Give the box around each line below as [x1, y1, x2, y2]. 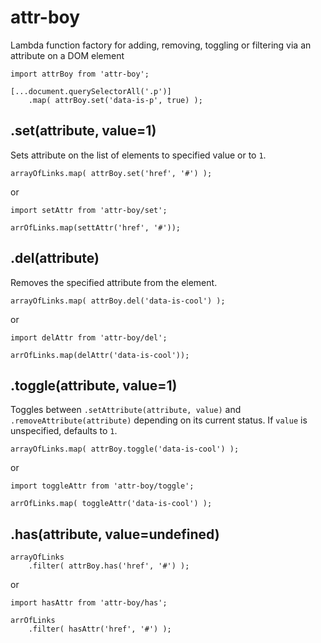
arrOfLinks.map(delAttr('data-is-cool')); [10, 350, 190, 360]
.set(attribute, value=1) [10, 122, 157, 140]
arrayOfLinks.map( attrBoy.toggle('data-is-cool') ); [10, 444, 240, 455]
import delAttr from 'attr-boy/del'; [10, 332, 168, 343]
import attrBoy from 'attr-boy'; [10, 69, 150, 79]
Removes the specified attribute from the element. [10, 276, 218, 288]
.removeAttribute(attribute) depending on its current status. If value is [10, 414, 308, 426]
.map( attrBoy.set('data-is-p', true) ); [28, 95, 203, 105]
